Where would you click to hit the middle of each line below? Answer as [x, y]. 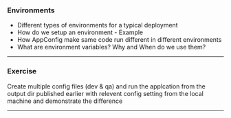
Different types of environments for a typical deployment [97, 25]
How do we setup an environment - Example [80, 32]
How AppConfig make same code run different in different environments [119, 40]
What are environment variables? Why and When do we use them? [111, 47]
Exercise [22, 71]
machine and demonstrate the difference [65, 101]
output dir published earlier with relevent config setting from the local [106, 93]
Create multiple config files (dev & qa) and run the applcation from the [107, 86]
